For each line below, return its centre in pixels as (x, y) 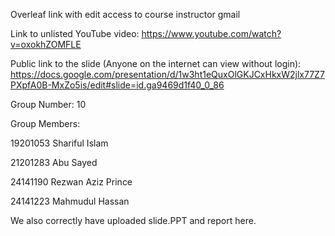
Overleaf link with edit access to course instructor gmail (125, 14)
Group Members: (45, 123)
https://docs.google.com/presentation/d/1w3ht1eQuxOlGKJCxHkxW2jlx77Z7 (167, 74)
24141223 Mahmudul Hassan (70, 201)
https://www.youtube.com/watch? (211, 33)
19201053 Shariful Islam (59, 143)
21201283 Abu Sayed (54, 162)
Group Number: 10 (48, 104)
